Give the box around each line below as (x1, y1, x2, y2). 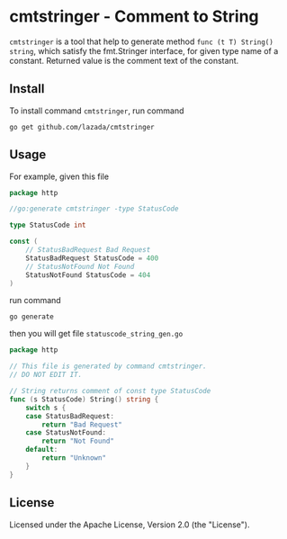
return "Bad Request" (41, 420, 123, 429)
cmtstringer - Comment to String (9, 6, 259, 27)
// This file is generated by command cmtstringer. (9, 362, 207, 371)
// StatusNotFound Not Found (25, 262, 135, 271)
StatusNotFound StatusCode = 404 (25, 270, 151, 280)
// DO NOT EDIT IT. (9, 371, 83, 380)
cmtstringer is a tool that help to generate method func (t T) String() (9, 36, 274, 47)
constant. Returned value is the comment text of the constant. (9, 55, 239, 66)
